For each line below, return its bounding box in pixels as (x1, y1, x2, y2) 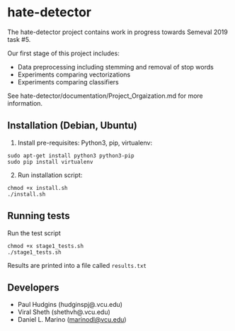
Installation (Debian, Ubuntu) (7, 120, 138, 132)
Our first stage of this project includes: (7, 49, 120, 57)
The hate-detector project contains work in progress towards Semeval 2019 (7, 28, 228, 36)
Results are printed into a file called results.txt (7, 261, 147, 269)
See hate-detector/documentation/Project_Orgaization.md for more (7, 91, 203, 100)
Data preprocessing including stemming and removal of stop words (17, 62, 214, 71)
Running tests (7, 210, 71, 222)
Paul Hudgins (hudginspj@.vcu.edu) (17, 301, 122, 309)
